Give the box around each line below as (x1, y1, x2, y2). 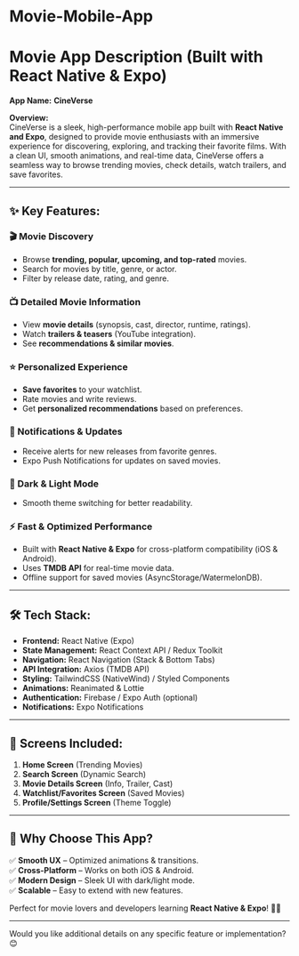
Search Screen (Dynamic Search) (21, 768, 147, 779)
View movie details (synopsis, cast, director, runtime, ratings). (21, 319, 251, 330)
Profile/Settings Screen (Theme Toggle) (21, 797, 172, 807)
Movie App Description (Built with (9, 47, 264, 68)
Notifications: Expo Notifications (21, 702, 144, 712)
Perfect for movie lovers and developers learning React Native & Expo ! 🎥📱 (9, 903, 282, 913)
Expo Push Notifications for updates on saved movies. (21, 455, 221, 466)
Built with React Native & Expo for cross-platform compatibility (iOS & (21, 544, 279, 555)
